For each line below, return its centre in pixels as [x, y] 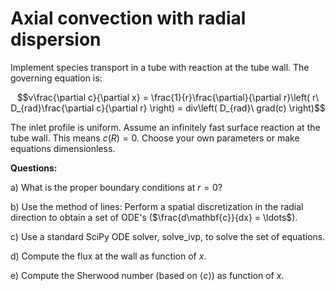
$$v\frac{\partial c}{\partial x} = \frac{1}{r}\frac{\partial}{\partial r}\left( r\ [168, 97]
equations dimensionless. [63, 148]
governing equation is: [56, 78]
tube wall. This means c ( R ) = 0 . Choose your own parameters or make [155, 138]
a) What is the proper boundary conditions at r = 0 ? [116, 187]
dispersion [56, 39]
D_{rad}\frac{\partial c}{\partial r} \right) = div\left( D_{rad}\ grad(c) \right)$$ [168, 108]
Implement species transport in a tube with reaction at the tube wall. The [160, 67]
